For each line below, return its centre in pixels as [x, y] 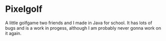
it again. [13, 33]
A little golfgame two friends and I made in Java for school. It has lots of [79, 23]
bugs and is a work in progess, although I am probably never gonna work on [83, 28]
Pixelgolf [24, 9]
